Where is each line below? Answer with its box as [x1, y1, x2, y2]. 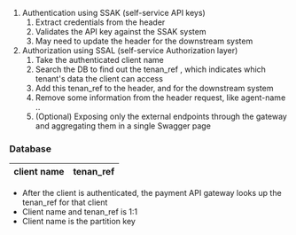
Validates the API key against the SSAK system [35, 27, 206, 36]
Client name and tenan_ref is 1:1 [21, 207, 138, 217]
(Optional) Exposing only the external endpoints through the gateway [35, 111, 288, 121]
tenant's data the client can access [35, 74, 164, 83]
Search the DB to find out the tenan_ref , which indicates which [35, 64, 266, 74]
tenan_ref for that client [21, 197, 108, 208]
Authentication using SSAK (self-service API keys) [21, 8, 206, 18]
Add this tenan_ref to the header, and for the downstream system [35, 83, 274, 93]
